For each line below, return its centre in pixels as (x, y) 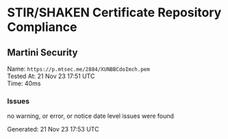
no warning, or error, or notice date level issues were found (91, 116)
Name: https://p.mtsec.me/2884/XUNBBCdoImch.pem (79, 69)
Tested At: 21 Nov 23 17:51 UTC (51, 76)
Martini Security (42, 52)
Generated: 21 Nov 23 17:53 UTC (53, 129)
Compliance (42, 27)
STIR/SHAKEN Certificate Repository (114, 13)
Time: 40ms (24, 83)
